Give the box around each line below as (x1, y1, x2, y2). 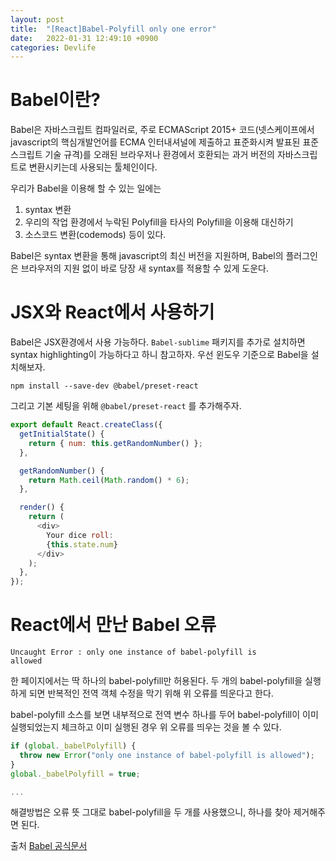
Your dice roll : (46, 530, 114, 540)
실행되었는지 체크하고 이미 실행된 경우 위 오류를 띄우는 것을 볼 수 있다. (10, 721, 282, 733)
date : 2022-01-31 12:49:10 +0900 (10, 33, 159, 43)
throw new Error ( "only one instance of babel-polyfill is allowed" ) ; (19, 750, 315, 760)
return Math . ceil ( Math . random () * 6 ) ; (28, 475, 190, 485)
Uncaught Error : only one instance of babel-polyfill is (10, 647, 257, 658)
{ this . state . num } (46, 539, 118, 550)
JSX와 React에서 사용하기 (10, 301, 215, 324)
